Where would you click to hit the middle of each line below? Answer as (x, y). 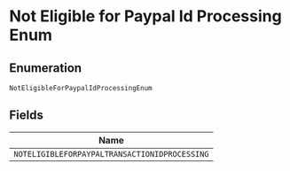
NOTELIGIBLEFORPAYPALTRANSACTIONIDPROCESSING (111, 154)
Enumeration (46, 68)
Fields (27, 116)
